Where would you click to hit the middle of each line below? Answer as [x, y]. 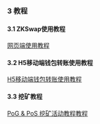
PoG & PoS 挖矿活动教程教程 [48, 113]
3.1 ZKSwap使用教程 [36, 28]
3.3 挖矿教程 [25, 96]
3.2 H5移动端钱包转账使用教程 [50, 62]
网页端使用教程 [28, 46]
